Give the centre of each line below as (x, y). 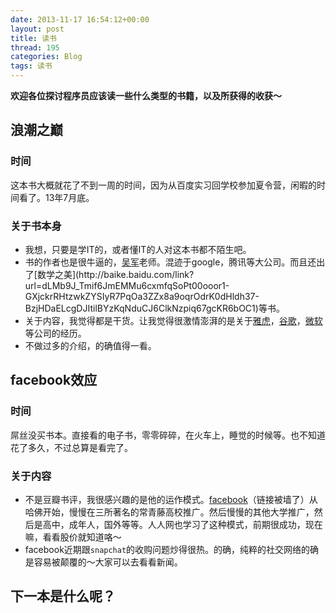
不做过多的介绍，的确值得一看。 (90, 345)
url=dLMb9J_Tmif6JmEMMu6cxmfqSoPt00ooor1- (127, 285)
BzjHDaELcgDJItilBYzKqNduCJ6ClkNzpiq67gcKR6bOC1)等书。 (154, 308)
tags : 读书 (31, 66)
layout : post (37, 29)
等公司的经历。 (55, 333)
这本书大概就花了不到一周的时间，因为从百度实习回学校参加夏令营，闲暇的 (163, 185)
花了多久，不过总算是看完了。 (71, 447)
